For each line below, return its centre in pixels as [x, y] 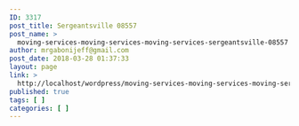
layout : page [33, 67]
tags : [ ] [28, 100]
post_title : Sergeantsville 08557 [73, 26]
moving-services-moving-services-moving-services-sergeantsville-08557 [153, 42]
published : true [39, 91]
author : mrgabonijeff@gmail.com [69, 51]
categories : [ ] [39, 108]
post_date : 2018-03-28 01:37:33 [69, 59]
